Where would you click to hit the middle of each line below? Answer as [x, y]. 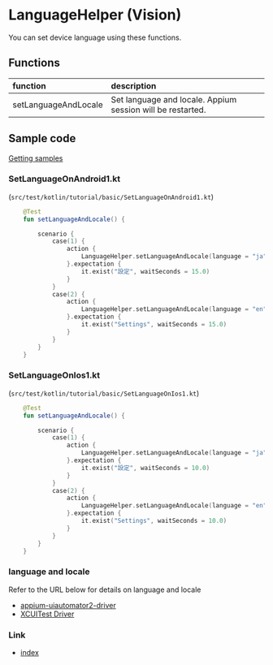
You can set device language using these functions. [95, 37]
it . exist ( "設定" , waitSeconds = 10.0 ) [145, 468]
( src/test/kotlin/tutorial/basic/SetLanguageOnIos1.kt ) [104, 393]
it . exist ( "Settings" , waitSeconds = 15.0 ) [154, 325]
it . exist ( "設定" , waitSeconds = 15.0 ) [145, 271]
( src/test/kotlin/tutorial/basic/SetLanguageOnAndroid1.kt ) [111, 196]
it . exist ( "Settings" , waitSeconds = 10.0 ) [154, 521]
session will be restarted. [158, 110]
